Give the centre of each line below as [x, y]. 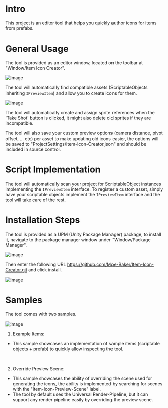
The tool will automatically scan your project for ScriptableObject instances [83, 184]
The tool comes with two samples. [41, 314]
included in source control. [33, 149]
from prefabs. [19, 28]
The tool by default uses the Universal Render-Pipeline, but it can [80, 394]
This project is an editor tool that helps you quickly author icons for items [81, 23]
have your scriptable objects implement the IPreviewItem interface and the [83, 194]
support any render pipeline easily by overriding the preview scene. [83, 399]
